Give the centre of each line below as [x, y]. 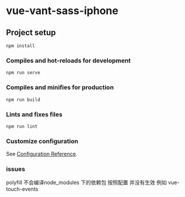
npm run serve [23, 73]
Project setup [31, 33]
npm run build [23, 100]
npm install [20, 46]
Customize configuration [42, 141]
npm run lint [22, 126]
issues [15, 169]
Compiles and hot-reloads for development [69, 60]
